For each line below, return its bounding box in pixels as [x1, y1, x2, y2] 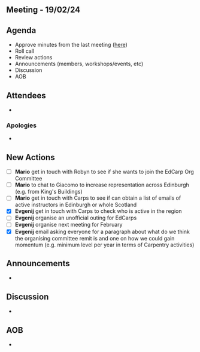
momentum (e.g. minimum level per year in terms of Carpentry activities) [14, 241, 195, 248]
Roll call [14, 47, 35, 55]
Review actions [14, 54, 53, 61]
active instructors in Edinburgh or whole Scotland [14, 201, 137, 209]
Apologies [6, 121, 37, 130]
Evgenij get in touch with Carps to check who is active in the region [14, 207, 182, 215]
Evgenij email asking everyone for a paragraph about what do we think [14, 228, 190, 235]
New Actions [6, 152, 55, 163]
